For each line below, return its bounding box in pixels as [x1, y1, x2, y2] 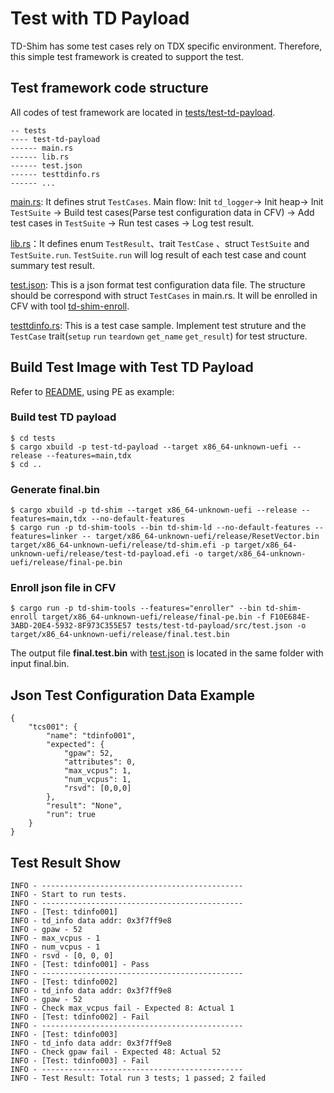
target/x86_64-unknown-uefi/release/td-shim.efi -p [10, 540, 230, 551]
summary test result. [10, 259, 95, 271]
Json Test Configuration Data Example [10, 687, 256, 704]
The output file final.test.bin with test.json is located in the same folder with [10, 647, 324, 659]
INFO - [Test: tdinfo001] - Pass [10, 960, 150, 970]
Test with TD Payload [10, 7, 190, 30]
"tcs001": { [28, 722, 78, 732]
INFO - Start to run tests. [10, 890, 128, 900]
